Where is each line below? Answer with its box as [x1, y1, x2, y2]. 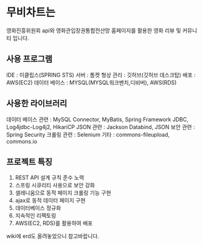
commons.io [6, 137, 38, 145]
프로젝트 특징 [6, 156, 53, 167]
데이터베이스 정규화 [15, 204, 61, 212]
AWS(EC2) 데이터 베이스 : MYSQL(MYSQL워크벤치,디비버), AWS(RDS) [6, 78, 177, 86]
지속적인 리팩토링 [15, 212, 57, 219]
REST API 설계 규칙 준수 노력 [15, 174, 84, 181]
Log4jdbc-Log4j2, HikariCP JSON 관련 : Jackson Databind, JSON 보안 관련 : [6, 123, 196, 131]
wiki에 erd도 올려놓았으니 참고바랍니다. [6, 232, 99, 240]
